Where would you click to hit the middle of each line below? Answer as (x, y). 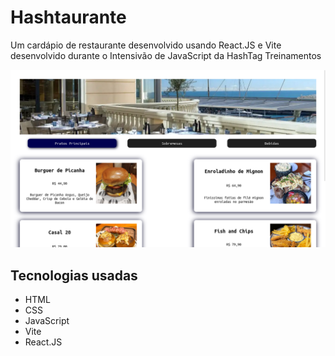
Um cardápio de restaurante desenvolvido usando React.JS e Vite (146, 45)
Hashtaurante (68, 17)
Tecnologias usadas (74, 275)
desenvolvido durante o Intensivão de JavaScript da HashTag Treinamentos (166, 55)
